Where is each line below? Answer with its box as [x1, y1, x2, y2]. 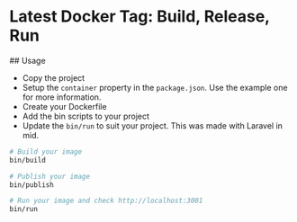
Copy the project [22, 72, 85, 83]
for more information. [22, 92, 102, 102]
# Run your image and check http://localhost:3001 [9, 196, 203, 206]
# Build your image [9, 147, 83, 156]
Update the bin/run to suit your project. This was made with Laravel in [22, 120, 283, 131]
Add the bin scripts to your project [22, 111, 150, 121]
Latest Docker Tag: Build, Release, [9, 6, 270, 27]
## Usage [9, 55, 47, 66]
